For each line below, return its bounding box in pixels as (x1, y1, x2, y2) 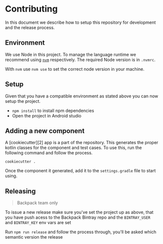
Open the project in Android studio (12, 113, 82, 118)
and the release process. (5, 24, 55, 30)
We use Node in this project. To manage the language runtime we (5, 51, 136, 57)
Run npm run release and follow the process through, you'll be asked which (5, 229, 157, 235)
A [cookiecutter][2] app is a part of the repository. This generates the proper (5, 140, 159, 146)
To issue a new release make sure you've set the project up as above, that (5, 210, 154, 215)
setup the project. (5, 98, 41, 104)
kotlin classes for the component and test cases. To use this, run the (5, 145, 142, 151)
